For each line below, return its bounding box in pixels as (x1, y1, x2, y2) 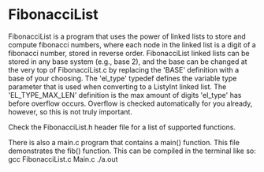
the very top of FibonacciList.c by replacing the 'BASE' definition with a (8, 65, 240, 74)
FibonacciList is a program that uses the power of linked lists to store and (8, 32, 246, 41)
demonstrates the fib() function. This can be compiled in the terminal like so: (8, 146, 256, 155)
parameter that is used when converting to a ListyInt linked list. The (8, 81, 227, 92)
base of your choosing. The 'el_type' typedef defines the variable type (8, 73, 237, 83)
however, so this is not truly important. (8, 107, 132, 116)
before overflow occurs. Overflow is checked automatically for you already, (8, 99, 253, 108)
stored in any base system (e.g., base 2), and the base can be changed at (8, 57, 247, 66)
